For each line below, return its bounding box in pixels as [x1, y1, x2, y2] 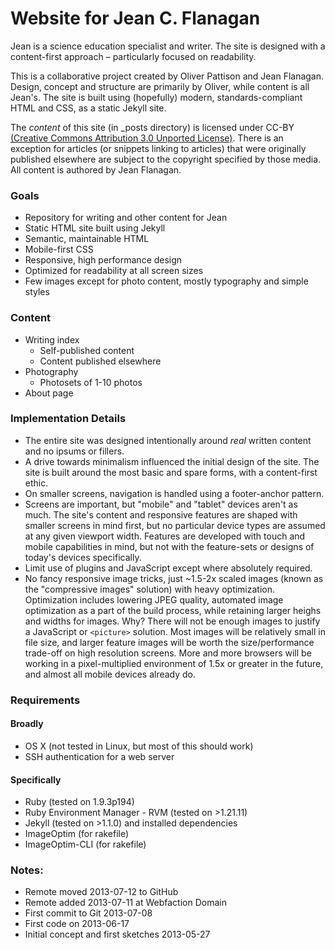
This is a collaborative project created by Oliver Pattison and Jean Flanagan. [10, 70, 325, 82]
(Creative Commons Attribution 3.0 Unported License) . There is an [10, 132, 284, 144]
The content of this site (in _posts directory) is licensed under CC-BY [10, 121, 295, 133]
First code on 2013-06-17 [24, 918, 130, 930]
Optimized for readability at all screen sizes [24, 265, 204, 277]
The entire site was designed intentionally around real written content [24, 434, 312, 446]
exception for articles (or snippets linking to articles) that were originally [10, 142, 307, 154]
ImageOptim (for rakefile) [24, 828, 130, 840]
